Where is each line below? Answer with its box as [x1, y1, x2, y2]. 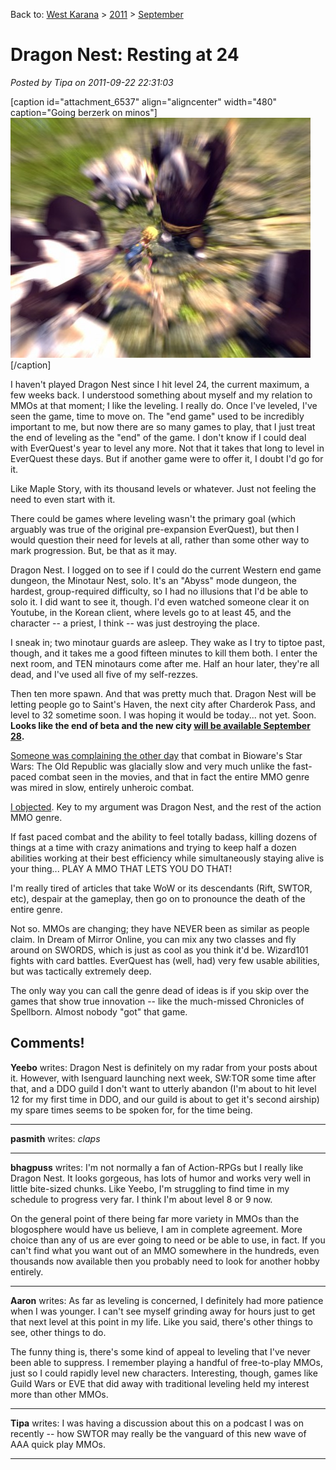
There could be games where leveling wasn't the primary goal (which [10, 512, 296, 524]
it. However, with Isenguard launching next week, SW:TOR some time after [10, 1072, 317, 1084]
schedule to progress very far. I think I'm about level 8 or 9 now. [10, 1193, 273, 1205]
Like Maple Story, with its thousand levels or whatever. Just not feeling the [10, 482, 317, 494]
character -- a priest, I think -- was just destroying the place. [10, 617, 260, 629]
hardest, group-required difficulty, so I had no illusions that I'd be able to [10, 585, 309, 597]
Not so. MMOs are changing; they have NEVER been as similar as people [10, 922, 310, 934]
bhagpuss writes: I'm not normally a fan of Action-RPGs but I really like [10, 1161, 304, 1173]
